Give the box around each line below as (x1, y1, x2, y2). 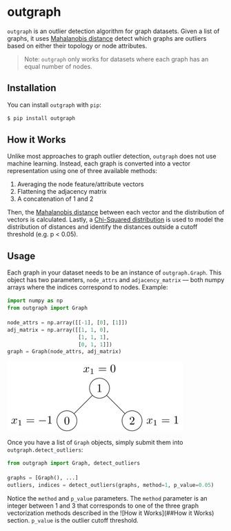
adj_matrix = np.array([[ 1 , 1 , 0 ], (7, 326, 110, 333)
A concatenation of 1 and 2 (17, 194, 94, 203)
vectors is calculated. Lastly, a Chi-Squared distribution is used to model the (7, 215, 224, 224)
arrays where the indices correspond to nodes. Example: (7, 283, 168, 292)
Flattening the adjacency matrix (17, 188, 107, 196)
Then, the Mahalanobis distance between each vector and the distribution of (7, 208, 225, 217)
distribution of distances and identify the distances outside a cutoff (7, 223, 198, 231)
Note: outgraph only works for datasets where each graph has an (23, 54, 209, 63)
